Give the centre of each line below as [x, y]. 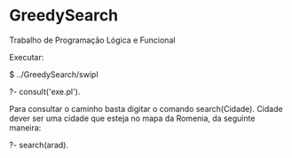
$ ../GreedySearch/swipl [54, 74]
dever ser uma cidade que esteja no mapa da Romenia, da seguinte [132, 118]
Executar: [27, 57]
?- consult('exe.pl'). [45, 91]
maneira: [25, 127]
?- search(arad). [39, 145]
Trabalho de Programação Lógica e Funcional [92, 40]
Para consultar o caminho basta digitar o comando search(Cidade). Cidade [146, 108]
